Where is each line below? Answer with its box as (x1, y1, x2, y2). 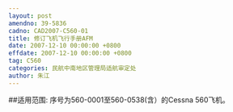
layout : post (8, 11, 53, 20)
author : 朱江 (8, 72, 50, 80)
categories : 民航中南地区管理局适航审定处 (8, 64, 137, 73)
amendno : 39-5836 (8, 19, 67, 27)
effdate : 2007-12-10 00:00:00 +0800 (8, 49, 132, 57)
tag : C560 (8, 57, 42, 65)
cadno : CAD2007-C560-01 (8, 27, 89, 35)
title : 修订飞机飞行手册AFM (8, 34, 93, 43)
